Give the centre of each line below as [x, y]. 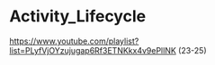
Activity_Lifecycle [78, 16]
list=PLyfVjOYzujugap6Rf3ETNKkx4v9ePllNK [93, 50]
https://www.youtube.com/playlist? [74, 41]
